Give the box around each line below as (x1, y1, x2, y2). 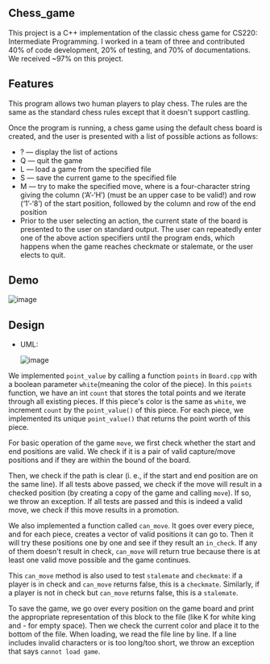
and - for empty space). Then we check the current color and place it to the (8, 621, 260, 631)
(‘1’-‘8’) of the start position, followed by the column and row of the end (19, 198, 256, 208)
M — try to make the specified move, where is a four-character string (19, 181, 251, 191)
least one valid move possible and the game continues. (8, 555, 191, 565)
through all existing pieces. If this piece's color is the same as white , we (8, 397, 247, 406)
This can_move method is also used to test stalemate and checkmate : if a (8, 571, 243, 581)
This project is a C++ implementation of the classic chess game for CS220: (8, 27, 258, 37)
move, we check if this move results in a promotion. (8, 505, 180, 515)
